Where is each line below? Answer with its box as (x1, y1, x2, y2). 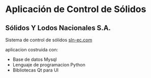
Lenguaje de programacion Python (12, 62, 85, 67)
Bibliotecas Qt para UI (12, 67, 59, 73)
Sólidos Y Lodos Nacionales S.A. (5, 24, 111, 32)
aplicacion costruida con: (5, 47, 58, 52)
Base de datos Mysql (12, 56, 57, 62)
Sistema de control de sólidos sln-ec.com (5, 37, 93, 43)
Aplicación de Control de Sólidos (5, 4, 146, 15)
